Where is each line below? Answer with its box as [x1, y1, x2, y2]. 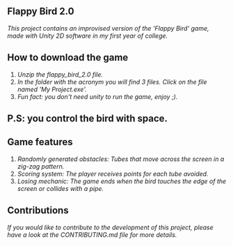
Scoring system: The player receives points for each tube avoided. [17, 169, 209, 178]
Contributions [7, 205, 69, 217]
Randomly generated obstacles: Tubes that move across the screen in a [17, 155, 225, 163]
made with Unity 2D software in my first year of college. [7, 31, 168, 40]
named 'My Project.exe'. [17, 85, 87, 93]
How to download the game [7, 52, 129, 63]
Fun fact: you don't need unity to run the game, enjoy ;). [17, 92, 178, 100]
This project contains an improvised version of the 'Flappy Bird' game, [7, 24, 209, 32]
